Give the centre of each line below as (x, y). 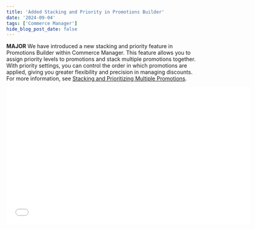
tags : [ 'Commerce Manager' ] (42, 23)
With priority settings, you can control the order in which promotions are (97, 66)
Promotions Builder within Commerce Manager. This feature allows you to (99, 53)
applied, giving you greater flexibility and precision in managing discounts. (100, 72)
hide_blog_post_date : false (42, 29)
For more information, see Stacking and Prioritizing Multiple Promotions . (97, 79)
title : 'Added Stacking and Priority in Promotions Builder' (86, 12)
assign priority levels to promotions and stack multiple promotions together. (101, 59)
